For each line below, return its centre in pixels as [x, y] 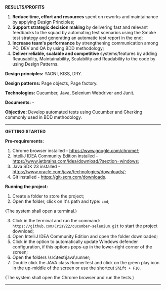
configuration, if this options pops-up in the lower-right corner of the [82, 247]
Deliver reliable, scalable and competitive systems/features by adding [84, 53]
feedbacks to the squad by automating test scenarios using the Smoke [84, 32]
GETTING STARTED [25, 131]
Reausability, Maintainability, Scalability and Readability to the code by [84, 59]
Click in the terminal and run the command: [56, 220]
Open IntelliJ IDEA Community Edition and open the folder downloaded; [85, 236]
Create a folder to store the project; [48, 196]
